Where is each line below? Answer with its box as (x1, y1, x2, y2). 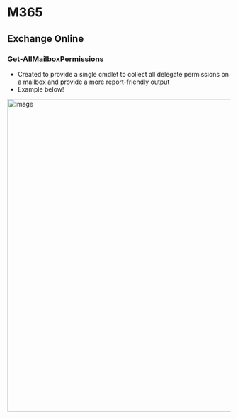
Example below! (17, 85, 64, 93)
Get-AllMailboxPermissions (7, 54, 104, 64)
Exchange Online (7, 33, 84, 45)
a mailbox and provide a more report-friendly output (17, 77, 170, 86)
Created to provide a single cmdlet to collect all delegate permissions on (17, 70, 229, 78)
